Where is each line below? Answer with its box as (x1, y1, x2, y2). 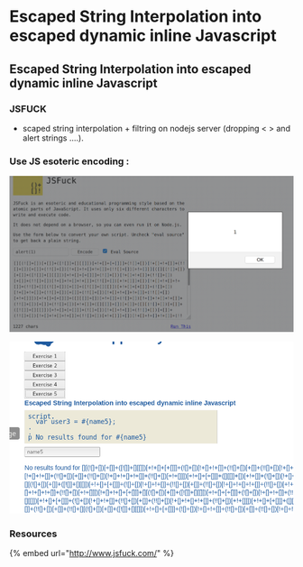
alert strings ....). (22, 133, 84, 143)
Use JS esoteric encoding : (9, 155, 130, 168)
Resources (9, 527, 58, 540)
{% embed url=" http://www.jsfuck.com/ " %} (9, 548, 174, 559)
